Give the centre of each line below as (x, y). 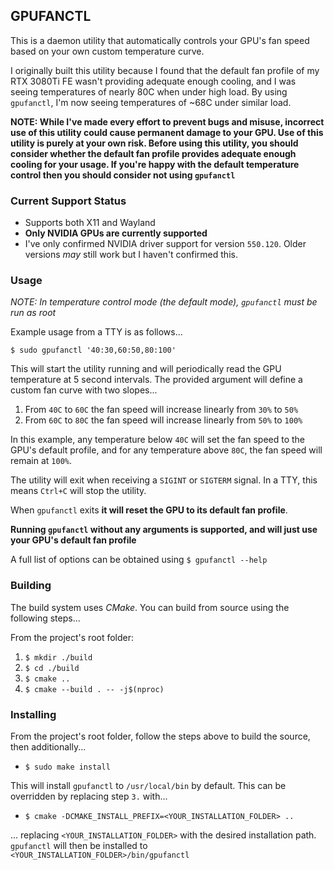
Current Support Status (68, 201)
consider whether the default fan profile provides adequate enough (153, 153)
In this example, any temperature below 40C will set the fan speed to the (158, 440)
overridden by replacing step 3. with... (89, 796)
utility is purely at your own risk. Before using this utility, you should (154, 143)
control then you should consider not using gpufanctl (123, 175)
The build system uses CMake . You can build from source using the (150, 607)
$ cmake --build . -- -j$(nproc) (94, 689)
